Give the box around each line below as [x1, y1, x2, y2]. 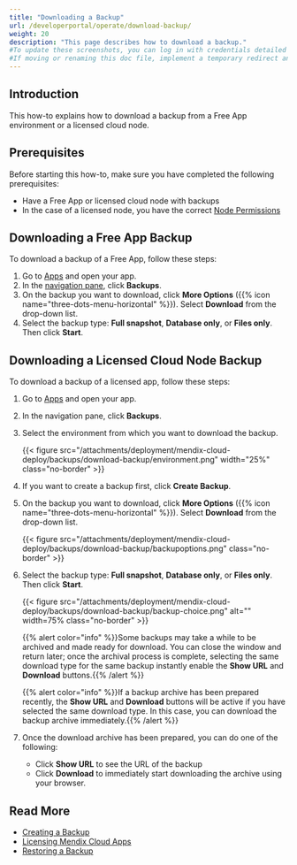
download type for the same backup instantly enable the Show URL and [21, 661, 285, 671]
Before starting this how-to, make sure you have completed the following [9, 169, 275, 180]
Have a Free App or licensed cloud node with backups [21, 195, 220, 206]
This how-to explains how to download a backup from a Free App [9, 110, 247, 120]
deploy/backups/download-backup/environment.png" [21, 455, 219, 465]
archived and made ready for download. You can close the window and [21, 642, 282, 653]
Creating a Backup [21, 827, 90, 838]
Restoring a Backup [21, 846, 94, 856]
